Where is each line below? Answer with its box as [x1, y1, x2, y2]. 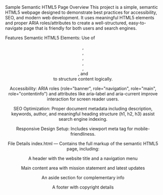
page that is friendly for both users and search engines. [24, 25, 137, 31]
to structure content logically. [53, 76, 113, 82]
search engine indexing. [58, 116, 108, 122]
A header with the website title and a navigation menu [28, 155, 138, 161]
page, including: [66, 146, 100, 151]
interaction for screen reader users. [46, 96, 120, 102]
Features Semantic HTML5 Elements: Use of [5, 35, 95, 41]
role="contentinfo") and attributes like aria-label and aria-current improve [8, 91, 158, 97]
